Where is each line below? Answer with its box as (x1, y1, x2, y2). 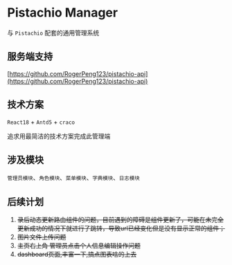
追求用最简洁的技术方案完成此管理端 (7, 131, 111, 140)
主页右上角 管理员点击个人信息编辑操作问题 (17, 241, 141, 250)
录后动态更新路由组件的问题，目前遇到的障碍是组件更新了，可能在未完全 (17, 216, 224, 224)
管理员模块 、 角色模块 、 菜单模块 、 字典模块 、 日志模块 (7, 174, 140, 182)
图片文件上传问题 (17, 233, 66, 241)
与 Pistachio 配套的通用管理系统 (7, 28, 100, 37)
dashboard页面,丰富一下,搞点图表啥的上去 (17, 250, 137, 259)
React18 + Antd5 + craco (7, 118, 75, 126)
